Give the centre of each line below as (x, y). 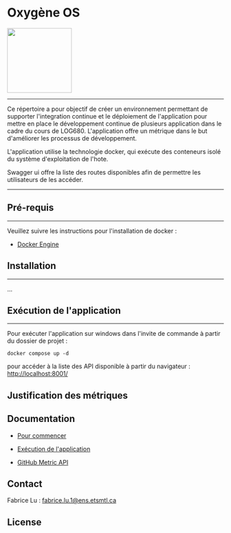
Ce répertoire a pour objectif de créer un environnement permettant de (108, 109)
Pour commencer (42, 435)
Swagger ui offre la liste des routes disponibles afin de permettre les (104, 172)
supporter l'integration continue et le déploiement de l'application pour (107, 116)
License (24, 522)
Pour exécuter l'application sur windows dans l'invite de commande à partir (114, 334)
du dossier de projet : (37, 341)
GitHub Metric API (43, 462)
